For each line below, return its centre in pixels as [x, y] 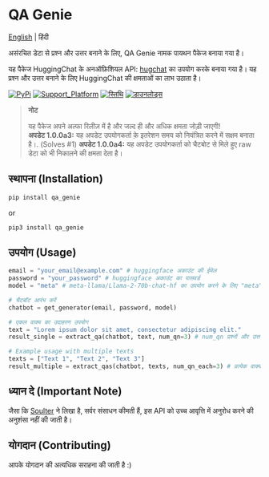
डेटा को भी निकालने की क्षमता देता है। [75, 153]
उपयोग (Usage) [42, 252]
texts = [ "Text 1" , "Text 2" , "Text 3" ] [77, 359]
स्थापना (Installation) [56, 179]
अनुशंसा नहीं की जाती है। [40, 419]
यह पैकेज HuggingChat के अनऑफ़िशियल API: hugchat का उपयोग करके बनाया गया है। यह [132, 69]
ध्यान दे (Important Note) [65, 392]
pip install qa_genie [44, 197]
